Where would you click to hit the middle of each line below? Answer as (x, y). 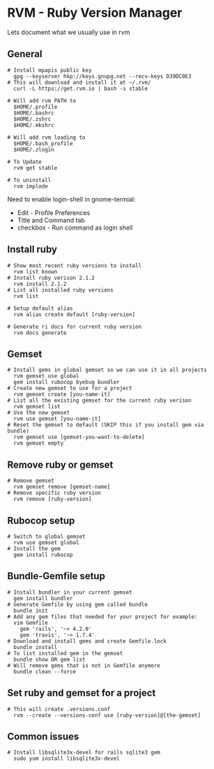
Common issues (43, 737)
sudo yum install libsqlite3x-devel (67, 759)
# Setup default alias (40, 308)
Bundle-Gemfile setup (56, 576)
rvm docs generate (40, 333)
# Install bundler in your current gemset (70, 592)
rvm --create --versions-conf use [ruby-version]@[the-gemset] (107, 715)
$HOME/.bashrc (34, 113)
